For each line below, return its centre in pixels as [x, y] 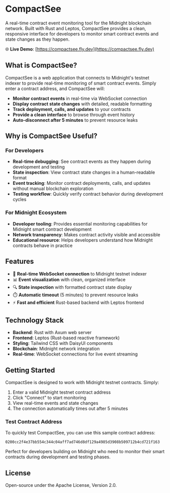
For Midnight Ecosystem [36, 213]
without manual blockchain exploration [53, 188]
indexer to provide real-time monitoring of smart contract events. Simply [81, 83]
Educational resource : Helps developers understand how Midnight [83, 240]
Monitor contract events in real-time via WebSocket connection [80, 98]
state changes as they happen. [38, 39]
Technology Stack [35, 320]
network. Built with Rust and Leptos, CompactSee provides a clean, [76, 28]
